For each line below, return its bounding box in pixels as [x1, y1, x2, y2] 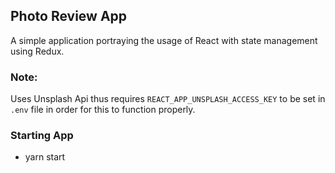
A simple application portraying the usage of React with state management [10, 34, 318, 46]
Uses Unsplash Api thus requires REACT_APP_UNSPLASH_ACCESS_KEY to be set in [10, 93, 326, 105]
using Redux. [10, 45, 65, 57]
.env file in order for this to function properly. [10, 104, 196, 116]
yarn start [24, 151, 66, 163]
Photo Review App [10, 8, 128, 25]
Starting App [10, 129, 74, 143]
